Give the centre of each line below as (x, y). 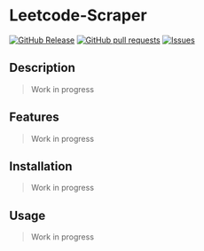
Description (42, 68)
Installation (41, 166)
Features (34, 118)
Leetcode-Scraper (78, 16)
